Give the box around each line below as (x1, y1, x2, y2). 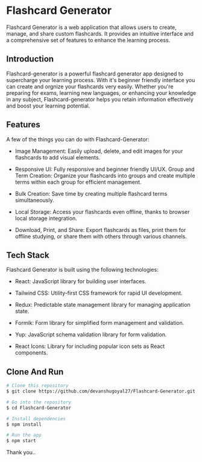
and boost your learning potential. (6, 102, 90, 109)
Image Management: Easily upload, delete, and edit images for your (14, 147, 183, 155)
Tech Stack (6, 250, 49, 260)
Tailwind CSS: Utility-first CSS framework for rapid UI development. (14, 289, 183, 297)
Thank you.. (6, 449, 36, 456)
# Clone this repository (6, 383, 69, 389)
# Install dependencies (6, 415, 66, 422)
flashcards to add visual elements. (14, 153, 101, 161)
